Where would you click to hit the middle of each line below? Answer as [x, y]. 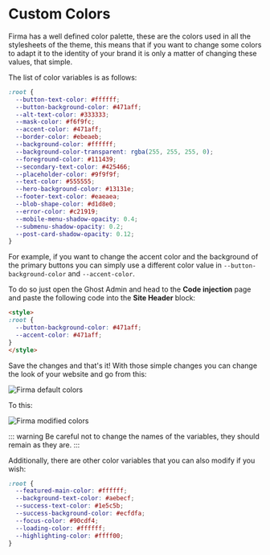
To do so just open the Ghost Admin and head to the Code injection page [130, 289]
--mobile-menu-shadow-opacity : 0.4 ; [77, 219]
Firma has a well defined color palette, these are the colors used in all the [130, 36]
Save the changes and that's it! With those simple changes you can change [133, 365]
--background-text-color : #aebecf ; [75, 499]
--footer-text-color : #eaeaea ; [68, 197]
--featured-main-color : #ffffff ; [72, 491]
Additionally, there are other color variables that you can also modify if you [132, 460]
